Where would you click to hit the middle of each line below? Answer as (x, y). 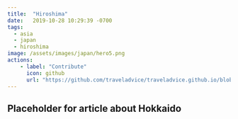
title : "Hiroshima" (38, 14)
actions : (20, 60)
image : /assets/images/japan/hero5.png (66, 54)
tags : (15, 27)
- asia (23, 34)
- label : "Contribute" (53, 67)
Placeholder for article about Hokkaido (95, 108)
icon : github (45, 73)
